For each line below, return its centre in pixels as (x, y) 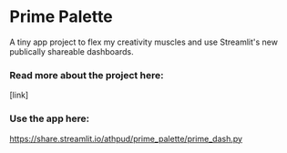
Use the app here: (49, 118)
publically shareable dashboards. (72, 51)
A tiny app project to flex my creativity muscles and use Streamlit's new (143, 42)
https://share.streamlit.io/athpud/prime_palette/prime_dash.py (126, 138)
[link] (19, 95)
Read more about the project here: (87, 75)
